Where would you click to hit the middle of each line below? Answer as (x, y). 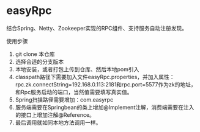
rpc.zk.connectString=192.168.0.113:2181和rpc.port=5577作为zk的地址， (106, 84)
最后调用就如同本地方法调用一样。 (58, 122)
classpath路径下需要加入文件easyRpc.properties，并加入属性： (95, 77)
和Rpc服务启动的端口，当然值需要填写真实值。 (74, 92)
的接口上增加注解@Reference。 (55, 115)
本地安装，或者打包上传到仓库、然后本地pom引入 (77, 69)
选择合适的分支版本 (39, 61)
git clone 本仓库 (35, 54)
